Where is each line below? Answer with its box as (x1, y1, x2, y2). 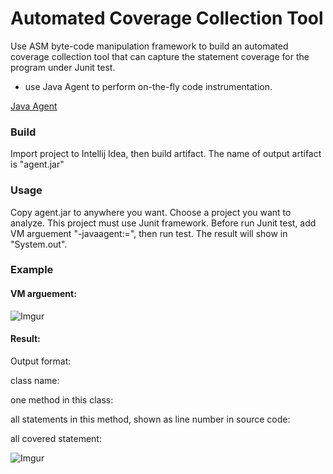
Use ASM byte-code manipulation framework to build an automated (10, 40, 289, 52)
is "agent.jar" (10, 158, 65, 171)
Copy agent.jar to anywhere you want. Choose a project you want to (10, 206, 292, 218)
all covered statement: (10, 432, 102, 444)
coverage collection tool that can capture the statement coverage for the (10, 50, 310, 62)
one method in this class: (10, 393, 114, 406)
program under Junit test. (10, 61, 116, 73)
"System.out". (10, 238, 68, 250)
